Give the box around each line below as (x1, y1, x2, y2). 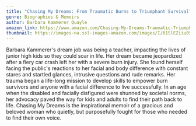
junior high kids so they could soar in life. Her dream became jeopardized (6, 52, 183, 60)
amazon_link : (6, 24, 38, 31)
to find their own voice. (6, 114, 62, 121)
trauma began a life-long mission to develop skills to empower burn (6, 77, 168, 85)
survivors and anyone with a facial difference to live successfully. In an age (6, 83, 187, 90)
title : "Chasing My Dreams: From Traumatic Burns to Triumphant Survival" (6, 8, 192, 15)
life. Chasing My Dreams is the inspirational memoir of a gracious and (6, 102, 173, 109)
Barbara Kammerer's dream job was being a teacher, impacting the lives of (6, 46, 186, 53)
